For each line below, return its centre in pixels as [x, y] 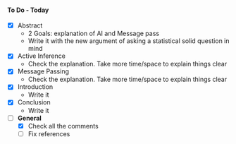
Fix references [49, 133]
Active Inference [41, 56]
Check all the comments [63, 126]
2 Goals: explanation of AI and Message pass [94, 34]
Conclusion [34, 102]
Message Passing [43, 71]
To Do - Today [28, 10]
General [30, 118]
